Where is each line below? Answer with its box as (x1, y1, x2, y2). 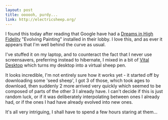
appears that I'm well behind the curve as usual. (5, 42, 106, 48)
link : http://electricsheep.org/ (5, 17, 76, 22)
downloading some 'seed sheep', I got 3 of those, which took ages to (5, 77, 150, 84)
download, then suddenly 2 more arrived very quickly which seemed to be (5, 83, 161, 89)
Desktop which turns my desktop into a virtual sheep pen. (5, 62, 126, 69)
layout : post (5, 7, 33, 13)
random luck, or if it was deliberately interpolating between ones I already (5, 94, 160, 100)
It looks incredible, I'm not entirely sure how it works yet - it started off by (5, 72, 159, 78)
